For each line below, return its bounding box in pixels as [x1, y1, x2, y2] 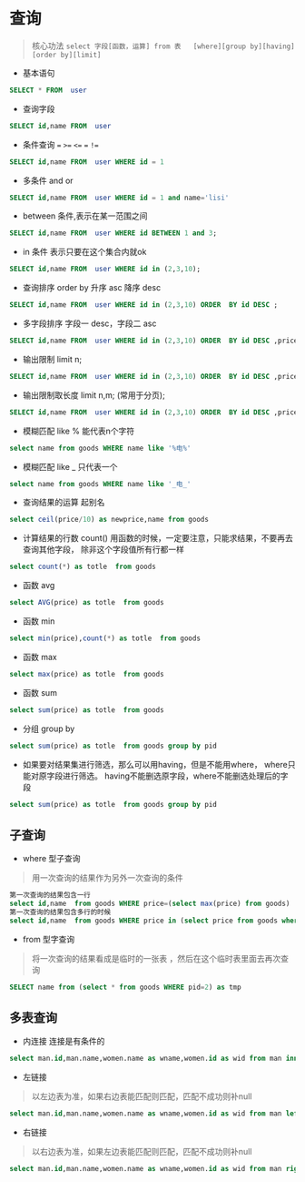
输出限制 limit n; [22, 353, 83, 364]
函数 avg [22, 580, 55, 591]
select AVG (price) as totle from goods [9, 598, 165, 607]
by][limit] [60, 50, 102, 59]
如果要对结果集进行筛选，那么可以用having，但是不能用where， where [22, 759, 288, 769]
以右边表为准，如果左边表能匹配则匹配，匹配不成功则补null [31, 1146, 252, 1157]
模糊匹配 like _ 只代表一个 [22, 461, 118, 472]
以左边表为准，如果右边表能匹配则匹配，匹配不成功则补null [31, 1091, 252, 1102]
